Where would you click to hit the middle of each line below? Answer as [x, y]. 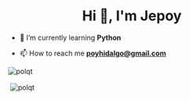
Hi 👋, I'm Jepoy [132, 16]
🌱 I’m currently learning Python [70, 37]
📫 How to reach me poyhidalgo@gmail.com [93, 53]
